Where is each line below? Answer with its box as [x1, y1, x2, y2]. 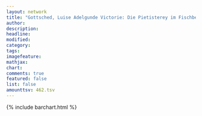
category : [6, 43, 31, 49]
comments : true [6, 70, 44, 76]
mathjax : [6, 59, 28, 65]
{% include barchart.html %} [6, 103, 77, 111]
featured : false [6, 76, 47, 82]
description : [6, 25, 39, 32]
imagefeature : [6, 53, 42, 60]
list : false [6, 82, 36, 88]
